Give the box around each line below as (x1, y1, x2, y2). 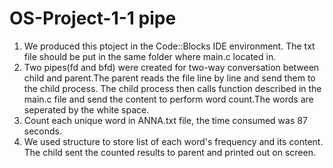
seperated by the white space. (23, 103, 150, 116)
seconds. (23, 125, 63, 137)
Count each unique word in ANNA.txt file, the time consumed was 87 (23, 114, 308, 126)
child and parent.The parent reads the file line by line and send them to (23, 72, 316, 84)
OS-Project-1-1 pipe (9, 7, 177, 30)
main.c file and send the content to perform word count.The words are (23, 93, 314, 105)
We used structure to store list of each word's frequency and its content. (23, 135, 324, 147)
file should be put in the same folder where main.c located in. (23, 50, 277, 62)
